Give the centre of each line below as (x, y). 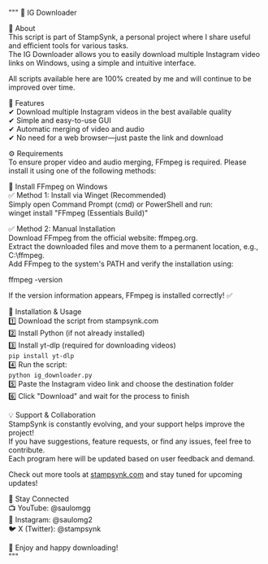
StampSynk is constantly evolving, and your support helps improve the (127, 424)
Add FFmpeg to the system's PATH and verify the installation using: (121, 264)
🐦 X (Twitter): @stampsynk (55, 529)
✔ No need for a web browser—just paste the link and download (116, 138)
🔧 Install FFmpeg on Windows (58, 186)
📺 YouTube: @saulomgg (50, 508)
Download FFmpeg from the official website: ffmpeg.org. (103, 238)
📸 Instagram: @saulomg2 (51, 520)
